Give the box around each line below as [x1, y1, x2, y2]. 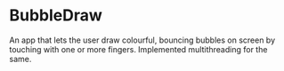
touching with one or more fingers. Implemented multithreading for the [9, 43, 268, 54]
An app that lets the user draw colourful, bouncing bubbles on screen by [9, 35, 276, 45]
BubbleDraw [9, 5, 102, 26]
